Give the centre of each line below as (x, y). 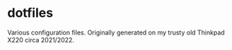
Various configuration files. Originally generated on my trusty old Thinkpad (116, 32)
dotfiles (30, 13)
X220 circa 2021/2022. (41, 39)
